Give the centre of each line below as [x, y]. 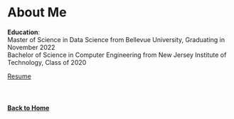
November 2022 [31, 47]
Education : [24, 32]
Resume [20, 76]
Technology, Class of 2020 [47, 62]
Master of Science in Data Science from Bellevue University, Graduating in [116, 39]
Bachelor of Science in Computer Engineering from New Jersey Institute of [117, 55]
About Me [37, 12]
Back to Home [28, 108]
